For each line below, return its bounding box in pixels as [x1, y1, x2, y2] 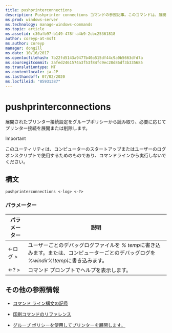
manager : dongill [5, 46, 42, 51]
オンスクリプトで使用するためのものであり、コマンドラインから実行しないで [5, 152, 166, 158]
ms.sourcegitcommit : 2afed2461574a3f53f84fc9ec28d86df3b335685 [5, 60, 143, 65]
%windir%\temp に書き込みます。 [28, 257, 107, 264]
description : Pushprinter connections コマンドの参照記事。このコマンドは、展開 [5, 12, 166, 17]
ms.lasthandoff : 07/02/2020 [5, 74, 66, 79]
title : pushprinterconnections [5, 7, 72, 13]
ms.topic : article [5, 27, 45, 32]
